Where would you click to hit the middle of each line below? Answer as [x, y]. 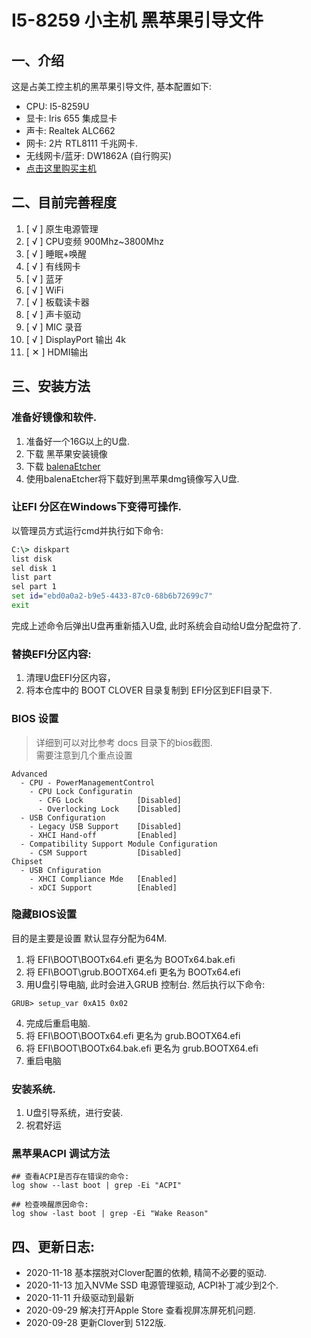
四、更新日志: [53, 1246]
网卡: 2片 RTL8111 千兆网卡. [81, 143]
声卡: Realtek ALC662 [70, 130]
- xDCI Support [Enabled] [103, 887]
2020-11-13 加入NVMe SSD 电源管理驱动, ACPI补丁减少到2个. [152, 1285]
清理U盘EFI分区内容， [70, 678]
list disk [32, 559]
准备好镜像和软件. [54, 418]
